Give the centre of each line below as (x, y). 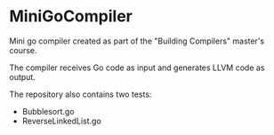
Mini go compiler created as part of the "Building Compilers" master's (137, 41)
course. (23, 50)
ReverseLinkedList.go (62, 121)
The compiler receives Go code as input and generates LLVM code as (137, 67)
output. (22, 76)
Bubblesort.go (48, 111)
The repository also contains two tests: (81, 94)
